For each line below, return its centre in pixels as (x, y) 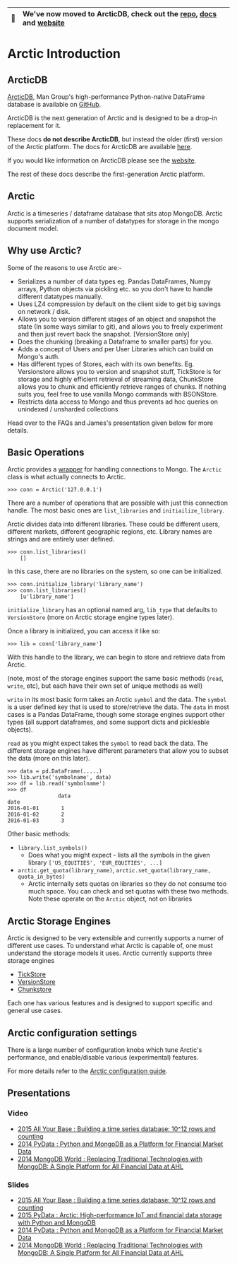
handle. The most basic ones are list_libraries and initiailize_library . (116, 510)
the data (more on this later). (49, 759)
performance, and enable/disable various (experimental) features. (103, 1058)
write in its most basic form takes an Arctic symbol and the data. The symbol (117, 700)
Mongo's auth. (38, 356)
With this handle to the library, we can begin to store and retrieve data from (116, 657)
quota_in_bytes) (41, 877)
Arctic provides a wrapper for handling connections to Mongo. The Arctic (115, 469)
